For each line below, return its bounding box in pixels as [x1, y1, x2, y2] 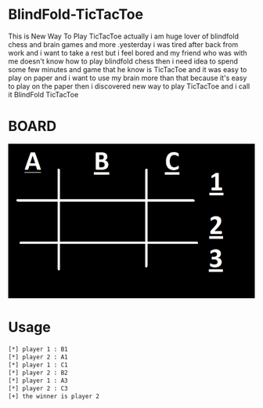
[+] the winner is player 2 [8, 392, 100, 400]
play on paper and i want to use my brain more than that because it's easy [8, 73, 247, 82]
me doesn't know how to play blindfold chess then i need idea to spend [8, 56, 239, 66]
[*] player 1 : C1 [8, 361, 68, 369]
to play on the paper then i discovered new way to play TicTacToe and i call [8, 81, 250, 91]
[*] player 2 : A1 [8, 353, 68, 361]
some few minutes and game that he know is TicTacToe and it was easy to [8, 64, 247, 74]
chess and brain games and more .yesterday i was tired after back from [8, 39, 239, 49]
